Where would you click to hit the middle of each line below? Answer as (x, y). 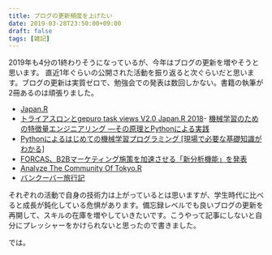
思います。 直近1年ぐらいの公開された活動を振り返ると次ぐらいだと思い (128, 73)
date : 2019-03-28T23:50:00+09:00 (65, 23)
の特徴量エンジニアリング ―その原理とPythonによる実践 (114, 129)
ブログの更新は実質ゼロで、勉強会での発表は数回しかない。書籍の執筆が (142, 83)
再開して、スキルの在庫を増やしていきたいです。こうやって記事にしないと (132, 215)
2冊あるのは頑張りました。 (54, 93)
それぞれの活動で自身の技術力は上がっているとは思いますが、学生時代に (129, 195)
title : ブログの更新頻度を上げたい (60, 16)
